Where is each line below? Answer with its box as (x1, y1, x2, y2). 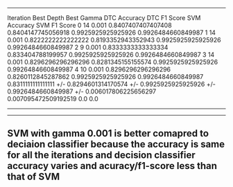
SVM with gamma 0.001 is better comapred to (7, 127, 209, 139)
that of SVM (7, 171, 60, 183)
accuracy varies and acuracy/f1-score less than (7, 160, 217, 172)
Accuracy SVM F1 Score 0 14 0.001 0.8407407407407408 (7, 21, 172, 29)
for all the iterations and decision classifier (7, 150, 196, 161)
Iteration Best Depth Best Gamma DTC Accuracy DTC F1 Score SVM (7, 14, 201, 21)
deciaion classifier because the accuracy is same (7, 139, 225, 150)
